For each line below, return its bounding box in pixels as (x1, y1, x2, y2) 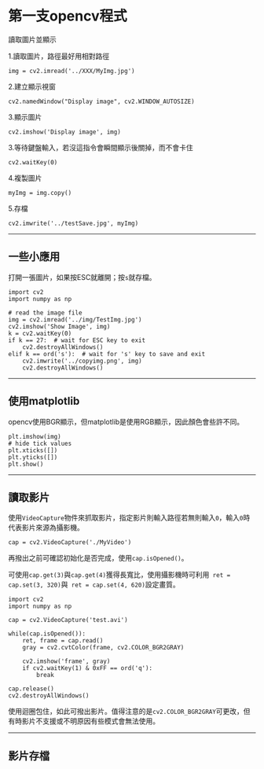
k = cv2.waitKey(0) (8, 329, 72, 337)
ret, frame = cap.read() (22, 637, 104, 645)
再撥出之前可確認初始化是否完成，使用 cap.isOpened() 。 (8, 554, 189, 563)
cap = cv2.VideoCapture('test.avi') (8, 616, 128, 624)
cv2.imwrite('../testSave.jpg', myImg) (8, 219, 139, 227)
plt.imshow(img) (8, 432, 61, 440)
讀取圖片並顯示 (8, 35, 57, 44)
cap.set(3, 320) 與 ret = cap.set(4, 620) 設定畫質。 (8, 580, 180, 590)
